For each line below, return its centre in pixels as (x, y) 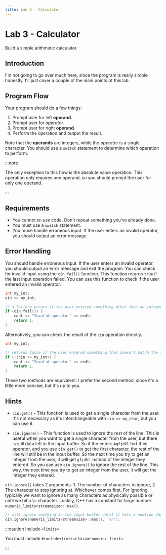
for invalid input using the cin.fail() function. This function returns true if (81, 274)
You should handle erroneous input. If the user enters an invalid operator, (80, 263)
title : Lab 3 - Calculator (33, 10)
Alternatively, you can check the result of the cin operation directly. (74, 335)
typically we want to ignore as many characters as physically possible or (79, 495)
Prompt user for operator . (38, 123)
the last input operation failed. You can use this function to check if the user (82, 279)
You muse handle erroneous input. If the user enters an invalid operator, (85, 231)
